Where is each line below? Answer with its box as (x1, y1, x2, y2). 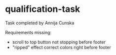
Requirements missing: (5, 29, 52, 35)
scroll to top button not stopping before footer (12, 39, 106, 45)
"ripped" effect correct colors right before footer (12, 44, 111, 50)
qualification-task (5, 3, 80, 15)
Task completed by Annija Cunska (5, 20, 75, 26)
